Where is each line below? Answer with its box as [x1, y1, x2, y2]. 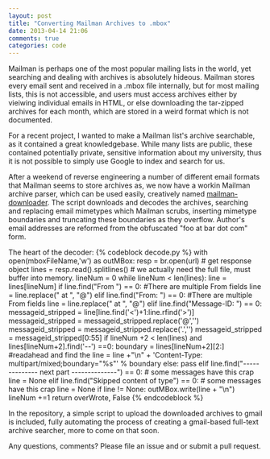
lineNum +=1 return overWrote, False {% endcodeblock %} [8, 393, 204, 403]
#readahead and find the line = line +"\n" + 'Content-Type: [8, 350, 203, 360]
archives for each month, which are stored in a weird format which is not [8, 106, 249, 117]
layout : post [8, 11, 52, 20]
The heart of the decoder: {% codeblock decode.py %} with [8, 247, 208, 258]
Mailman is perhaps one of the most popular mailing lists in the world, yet [8, 64, 251, 73]
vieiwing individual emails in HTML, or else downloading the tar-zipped [8, 98, 244, 108]
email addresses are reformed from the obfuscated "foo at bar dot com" [8, 223, 248, 234]
